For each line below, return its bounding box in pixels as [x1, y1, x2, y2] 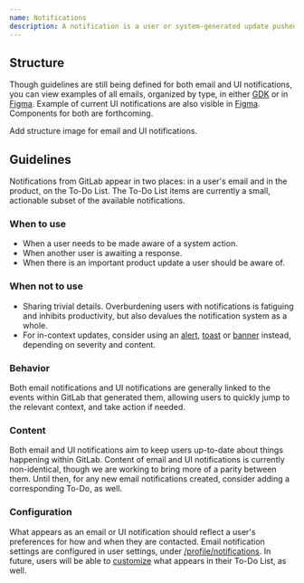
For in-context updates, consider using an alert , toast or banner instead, [22, 330, 291, 340]
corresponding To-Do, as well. [9, 483, 123, 494]
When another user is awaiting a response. [22, 248, 183, 259]
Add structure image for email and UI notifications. [9, 126, 197, 137]
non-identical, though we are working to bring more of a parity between [9, 464, 278, 475]
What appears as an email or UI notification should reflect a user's [9, 526, 256, 537]
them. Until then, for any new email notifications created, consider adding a [9, 473, 290, 484]
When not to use [9, 280, 83, 292]
